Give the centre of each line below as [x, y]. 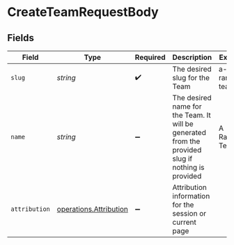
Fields [21, 38]
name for [187, 106]
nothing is [188, 167]
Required [150, 57]
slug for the [191, 78]
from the [186, 141]
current [184, 222]
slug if [182, 159]
